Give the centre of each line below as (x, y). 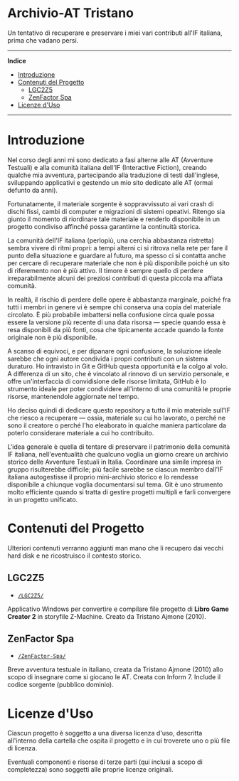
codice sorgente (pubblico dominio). (60, 685)
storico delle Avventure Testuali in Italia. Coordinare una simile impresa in (115, 462)
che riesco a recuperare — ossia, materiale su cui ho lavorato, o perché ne (117, 418)
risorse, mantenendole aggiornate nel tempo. (74, 396)
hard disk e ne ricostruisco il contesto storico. (74, 556)
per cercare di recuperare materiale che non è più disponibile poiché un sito (118, 263)
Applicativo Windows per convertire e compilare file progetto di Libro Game (118, 609)
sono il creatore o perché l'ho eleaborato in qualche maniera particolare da (117, 425)
